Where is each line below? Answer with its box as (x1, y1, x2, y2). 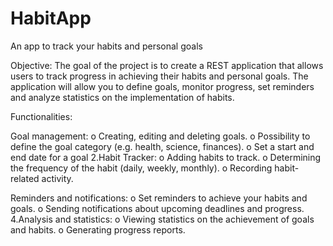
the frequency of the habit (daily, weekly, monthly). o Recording (10, 162, 273, 174)
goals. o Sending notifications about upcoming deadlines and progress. (10, 202, 305, 214)
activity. (41, 172, 74, 184)
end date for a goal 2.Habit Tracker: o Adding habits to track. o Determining (10, 151, 322, 163)
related (10, 172, 40, 184)
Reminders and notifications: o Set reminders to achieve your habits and (10, 192, 308, 204)
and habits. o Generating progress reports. (10, 223, 186, 236)
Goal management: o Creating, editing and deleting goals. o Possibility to (10, 130, 311, 142)
